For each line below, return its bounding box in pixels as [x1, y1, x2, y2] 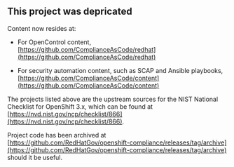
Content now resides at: [7, 24, 76, 32]
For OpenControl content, [17, 38, 92, 46]
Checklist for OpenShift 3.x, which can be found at [7, 102, 153, 111]
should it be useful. [7, 153, 63, 161]
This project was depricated [7, 6, 132, 18]
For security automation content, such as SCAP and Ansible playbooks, [17, 66, 223, 74]
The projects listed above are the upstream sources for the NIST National [7, 95, 219, 103]
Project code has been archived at [7, 131, 106, 139]
